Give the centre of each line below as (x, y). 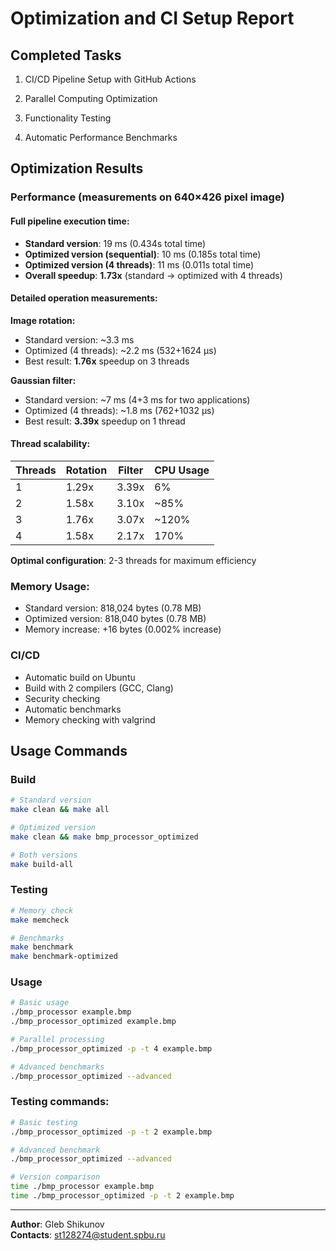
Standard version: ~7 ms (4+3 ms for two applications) (137, 399)
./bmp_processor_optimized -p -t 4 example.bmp (111, 1048)
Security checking (62, 698)
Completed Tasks (66, 55)
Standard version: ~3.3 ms (79, 339)
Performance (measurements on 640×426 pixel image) (147, 197)
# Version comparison (55, 1177)
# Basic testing (44, 1122)
